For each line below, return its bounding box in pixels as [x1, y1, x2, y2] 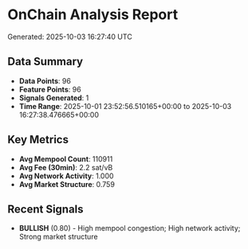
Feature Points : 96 [18, 84, 81, 94]
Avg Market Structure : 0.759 [18, 179, 115, 189]
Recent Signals [7, 202, 85, 216]
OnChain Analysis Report [7, 6, 179, 24]
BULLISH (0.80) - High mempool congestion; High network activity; [18, 224, 241, 233]
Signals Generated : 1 [18, 93, 89, 103]
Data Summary [7, 55, 84, 68]
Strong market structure [18, 232, 98, 242]
